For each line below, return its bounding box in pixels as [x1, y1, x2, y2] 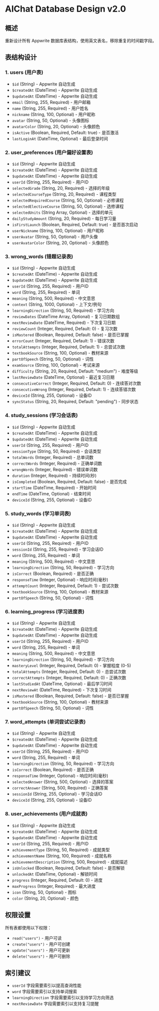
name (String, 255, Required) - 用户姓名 [12, 105, 88, 111]
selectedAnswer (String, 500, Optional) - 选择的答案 [12, 779, 114, 785]
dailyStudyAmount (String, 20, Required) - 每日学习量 [12, 215, 116, 221]
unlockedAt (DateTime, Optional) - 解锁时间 [12, 871, 98, 877]
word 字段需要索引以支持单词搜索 [12, 989, 77, 994]
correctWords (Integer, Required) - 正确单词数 [12, 460, 102, 466]
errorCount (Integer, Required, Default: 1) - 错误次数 [12, 338, 115, 344]
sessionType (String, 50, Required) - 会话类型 [12, 448, 101, 454]
